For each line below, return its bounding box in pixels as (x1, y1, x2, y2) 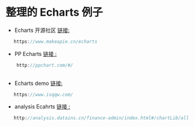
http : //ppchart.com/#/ (16, 62, 73, 68)
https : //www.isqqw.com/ (13, 91, 73, 98)
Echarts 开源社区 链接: (14, 26, 70, 34)
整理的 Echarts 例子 (5, 5, 104, 19)
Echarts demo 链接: (14, 79, 63, 87)
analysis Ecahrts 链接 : (14, 103, 70, 110)
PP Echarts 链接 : (14, 50, 57, 57)
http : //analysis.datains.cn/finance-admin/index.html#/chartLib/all (13, 115, 189, 121)
